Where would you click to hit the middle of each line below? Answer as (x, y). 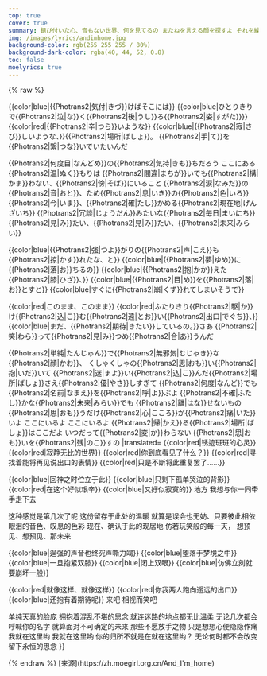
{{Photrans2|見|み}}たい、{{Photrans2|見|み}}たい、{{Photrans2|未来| (122, 223)
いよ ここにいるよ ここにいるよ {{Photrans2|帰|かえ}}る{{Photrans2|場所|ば (132, 422)
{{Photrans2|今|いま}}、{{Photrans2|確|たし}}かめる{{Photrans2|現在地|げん (133, 203)
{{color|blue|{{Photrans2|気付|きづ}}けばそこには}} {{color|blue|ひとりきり (131, 106)
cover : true (28, 23)
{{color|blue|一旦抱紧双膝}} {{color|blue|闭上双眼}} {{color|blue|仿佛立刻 (127, 562)
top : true (25, 16)
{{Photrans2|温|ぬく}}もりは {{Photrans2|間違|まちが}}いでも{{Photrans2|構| (133, 173)
